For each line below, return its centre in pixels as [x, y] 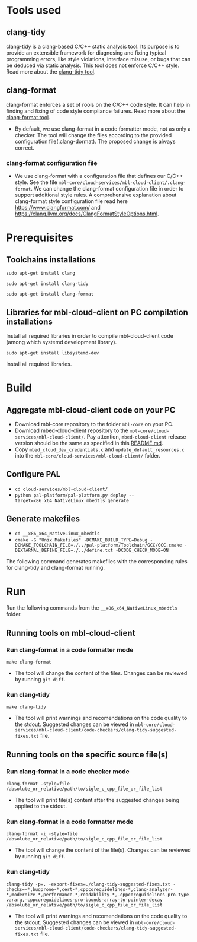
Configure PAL [33, 475]
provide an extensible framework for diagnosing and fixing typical [86, 53]
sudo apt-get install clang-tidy [47, 284]
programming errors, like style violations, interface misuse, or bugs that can [98, 59]
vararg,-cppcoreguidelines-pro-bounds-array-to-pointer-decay [84, 900]
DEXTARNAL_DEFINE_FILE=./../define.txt [64, 550]
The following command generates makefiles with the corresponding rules [97, 561]
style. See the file [36, 182]
